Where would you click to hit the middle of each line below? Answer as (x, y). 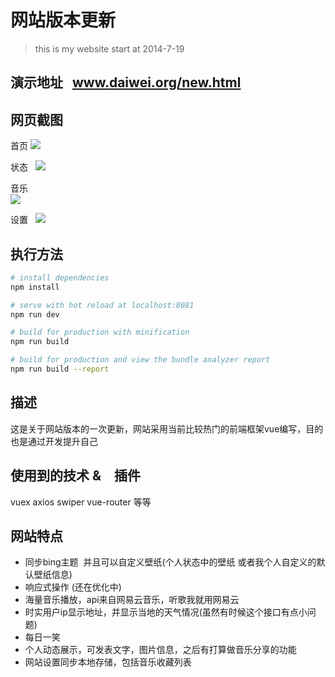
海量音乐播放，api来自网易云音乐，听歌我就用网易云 (132, 600)
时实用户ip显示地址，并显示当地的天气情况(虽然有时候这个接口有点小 (166, 612)
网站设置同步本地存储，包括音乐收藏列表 (108, 662)
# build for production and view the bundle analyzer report (140, 360)
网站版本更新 (63, 20)
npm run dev (35, 314)
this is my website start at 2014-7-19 (109, 48)
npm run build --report (60, 369)
